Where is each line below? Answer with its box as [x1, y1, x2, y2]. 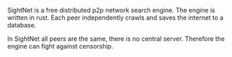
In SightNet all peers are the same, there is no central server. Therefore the [7, 34, 225, 43]
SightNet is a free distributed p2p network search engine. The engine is [7, 6, 215, 14]
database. [7, 21, 37, 29]
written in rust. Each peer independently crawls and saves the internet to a [7, 13, 224, 22]
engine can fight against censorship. [7, 42, 114, 50]
